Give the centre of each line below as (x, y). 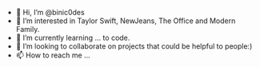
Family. (28, 29)
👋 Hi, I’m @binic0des (50, 12)
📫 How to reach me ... (53, 55)
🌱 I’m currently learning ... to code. (73, 37)
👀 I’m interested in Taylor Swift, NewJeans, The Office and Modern (126, 21)
